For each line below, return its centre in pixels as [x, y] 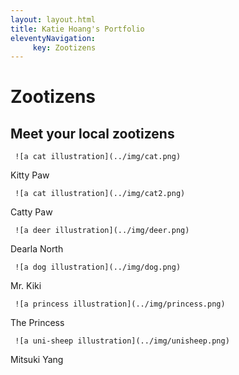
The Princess [37, 323]
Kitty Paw [30, 175]
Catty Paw [31, 212]
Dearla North [37, 249]
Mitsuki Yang [37, 360]
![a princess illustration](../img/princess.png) [120, 304]
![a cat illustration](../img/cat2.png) [100, 194]
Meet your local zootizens [92, 133]
